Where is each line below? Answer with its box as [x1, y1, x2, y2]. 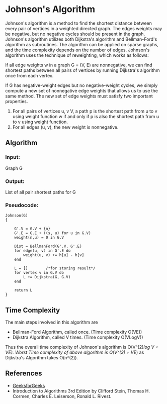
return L [14, 288, 33, 293]
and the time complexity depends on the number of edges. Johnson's [5, 47, 150, 53]
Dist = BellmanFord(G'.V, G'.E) [14, 244, 82, 249]
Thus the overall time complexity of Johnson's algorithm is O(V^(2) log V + [5, 344, 158, 350]
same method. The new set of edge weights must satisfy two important [5, 93, 153, 99]
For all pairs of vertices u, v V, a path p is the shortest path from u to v [12, 108, 157, 114]
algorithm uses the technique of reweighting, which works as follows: [5, 52, 149, 58]
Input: [5, 154, 20, 161]
